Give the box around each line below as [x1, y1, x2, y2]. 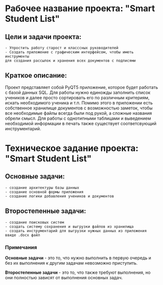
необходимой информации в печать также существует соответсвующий [5, 120, 157, 126]
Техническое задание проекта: [5, 143, 139, 154]
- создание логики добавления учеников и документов [5, 194, 114, 198]
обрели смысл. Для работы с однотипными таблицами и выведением [5, 115, 151, 121]
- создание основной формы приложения [5, 189, 84, 195]
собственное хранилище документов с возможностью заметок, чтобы [5, 105, 153, 111]
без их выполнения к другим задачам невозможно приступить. [5, 260, 138, 266]
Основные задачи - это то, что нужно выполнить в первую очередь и [5, 255, 152, 261]
